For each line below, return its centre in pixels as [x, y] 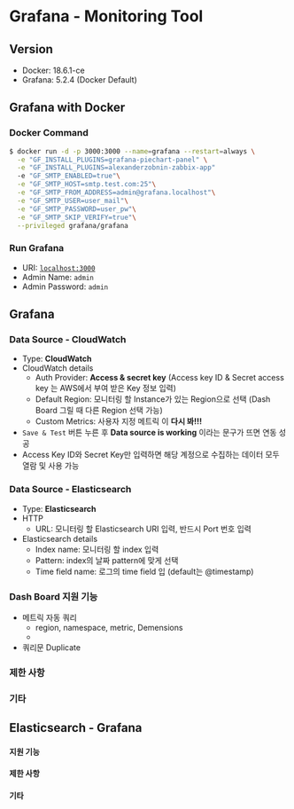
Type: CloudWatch [57, 359]
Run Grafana [37, 248]
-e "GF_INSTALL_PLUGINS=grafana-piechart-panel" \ [112, 160]
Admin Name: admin [58, 277]
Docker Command [49, 133]
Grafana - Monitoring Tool [106, 16]
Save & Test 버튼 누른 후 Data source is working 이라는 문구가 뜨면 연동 [149, 433]
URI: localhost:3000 [58, 267]
